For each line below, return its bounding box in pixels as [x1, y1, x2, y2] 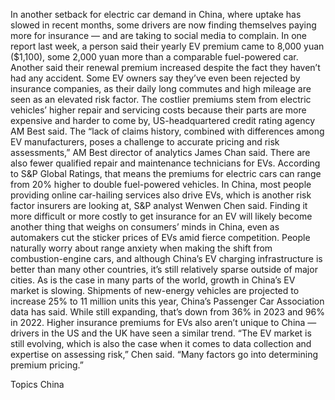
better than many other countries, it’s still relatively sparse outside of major [10, 264, 318, 275]
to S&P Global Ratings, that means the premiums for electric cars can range [10, 168, 322, 179]
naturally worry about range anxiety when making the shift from [10, 242, 273, 254]
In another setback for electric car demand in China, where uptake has [10, 9, 302, 20]
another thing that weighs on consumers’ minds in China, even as [10, 221, 280, 233]
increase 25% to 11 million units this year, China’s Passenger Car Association [10, 295, 325, 307]
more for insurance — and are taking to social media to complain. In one [10, 30, 307, 41]
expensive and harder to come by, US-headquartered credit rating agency [10, 115, 316, 126]
